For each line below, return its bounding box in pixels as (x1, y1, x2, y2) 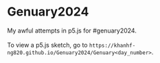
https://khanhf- (89, 42, 136, 49)
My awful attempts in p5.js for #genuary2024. (7, 26, 137, 35)
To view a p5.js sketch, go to (7, 41, 88, 49)
